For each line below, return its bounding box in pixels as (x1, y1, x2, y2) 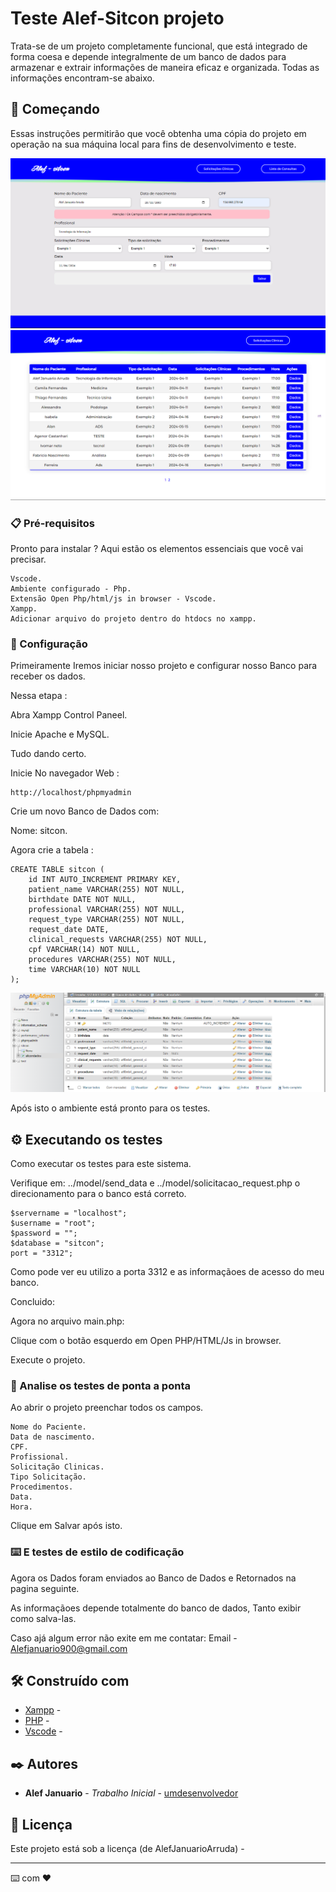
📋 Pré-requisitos (10, 516, 95, 530)
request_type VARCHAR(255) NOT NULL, (28, 915, 186, 925)
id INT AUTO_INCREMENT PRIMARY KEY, (28, 875, 182, 885)
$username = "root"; (10, 1218, 97, 1228)
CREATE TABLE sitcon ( (10, 865, 105, 875)
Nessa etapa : (10, 690, 68, 702)
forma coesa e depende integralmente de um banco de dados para (10, 50, 287, 62)
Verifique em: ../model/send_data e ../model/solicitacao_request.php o (10, 1177, 301, 1189)
